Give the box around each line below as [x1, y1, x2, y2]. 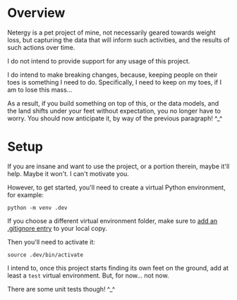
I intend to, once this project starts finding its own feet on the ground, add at [7, 263, 229, 272]
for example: [7, 190, 44, 199]
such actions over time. [7, 43, 75, 51]
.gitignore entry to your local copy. [7, 224, 108, 232]
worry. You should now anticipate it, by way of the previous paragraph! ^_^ [7, 114, 223, 123]
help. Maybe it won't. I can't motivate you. [7, 169, 129, 177]
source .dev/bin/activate [7, 251, 83, 258]
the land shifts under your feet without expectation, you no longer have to [7, 106, 221, 115]
